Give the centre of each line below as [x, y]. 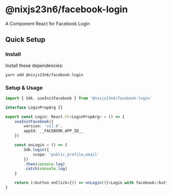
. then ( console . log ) [45, 164]
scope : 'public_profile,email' [66, 155]
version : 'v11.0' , [43, 126]
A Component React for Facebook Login [48, 24]
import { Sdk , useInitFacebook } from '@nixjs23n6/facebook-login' [79, 98]
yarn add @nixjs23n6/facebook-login [44, 75]
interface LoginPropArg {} [34, 107]
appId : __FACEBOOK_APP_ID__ [53, 131]
